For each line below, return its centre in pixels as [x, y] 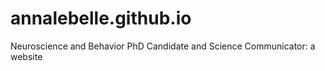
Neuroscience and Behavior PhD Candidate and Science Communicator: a [163, 46]
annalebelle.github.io [101, 18]
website [26, 56]
